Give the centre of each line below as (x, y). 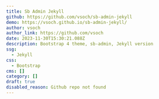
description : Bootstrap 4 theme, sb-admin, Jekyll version (80, 44)
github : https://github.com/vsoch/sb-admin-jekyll (69, 17)
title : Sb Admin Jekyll (35, 11)
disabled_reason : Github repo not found (56, 87)
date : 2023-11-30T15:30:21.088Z (45, 38)
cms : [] (16, 71)
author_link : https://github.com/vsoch (55, 33)
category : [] (22, 76)
